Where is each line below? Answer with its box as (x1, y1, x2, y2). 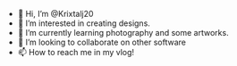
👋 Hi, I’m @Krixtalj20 (17, 9, 94, 19)
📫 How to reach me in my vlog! (17, 47, 135, 57)
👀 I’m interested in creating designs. (17, 18, 150, 29)
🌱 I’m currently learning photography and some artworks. (17, 28, 230, 37)
